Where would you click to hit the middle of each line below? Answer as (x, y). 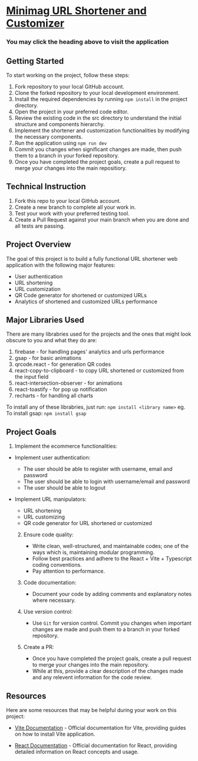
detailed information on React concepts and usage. (77, 752)
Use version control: (48, 612)
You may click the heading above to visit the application (88, 42)
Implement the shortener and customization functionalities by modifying (102, 130)
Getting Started (35, 61)
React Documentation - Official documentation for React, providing (96, 745)
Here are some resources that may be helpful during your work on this (91, 710)
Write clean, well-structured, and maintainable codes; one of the (110, 546)
